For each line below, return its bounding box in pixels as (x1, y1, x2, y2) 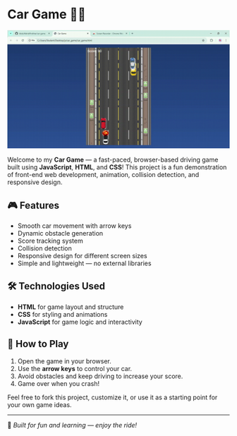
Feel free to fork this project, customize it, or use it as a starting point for (7, 393, 218, 401)
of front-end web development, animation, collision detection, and (7, 171, 200, 179)
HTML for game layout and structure (17, 303, 124, 311)
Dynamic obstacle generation (17, 229, 104, 237)
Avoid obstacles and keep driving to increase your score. (17, 372, 183, 380)
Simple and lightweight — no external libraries (17, 259, 152, 267)
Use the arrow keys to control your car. (17, 364, 133, 373)
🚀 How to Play (7, 338, 69, 350)
